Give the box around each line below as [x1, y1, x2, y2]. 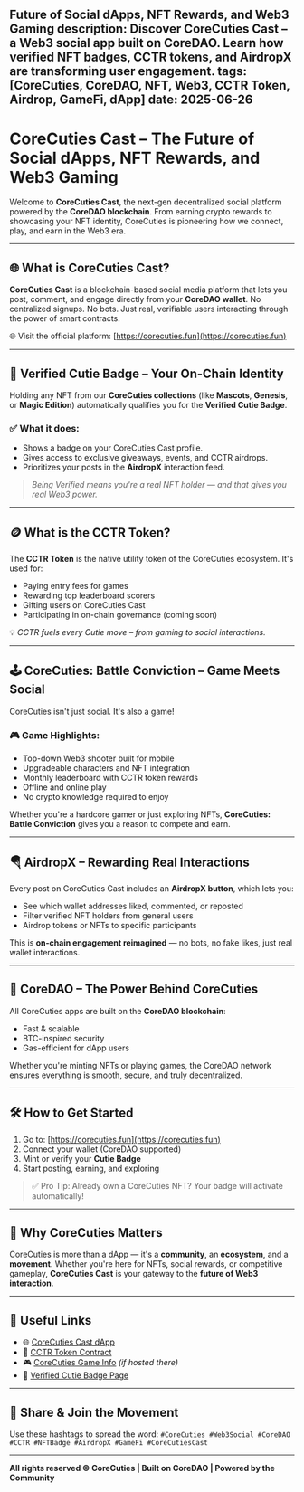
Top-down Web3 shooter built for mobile [22, 753, 175, 764]
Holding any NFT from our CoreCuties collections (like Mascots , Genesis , [9, 389, 288, 401]
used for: [9, 563, 43, 574]
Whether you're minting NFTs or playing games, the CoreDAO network [9, 1060, 271, 1070]
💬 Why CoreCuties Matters [9, 1225, 163, 1240]
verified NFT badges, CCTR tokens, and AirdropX [9, 50, 292, 65]
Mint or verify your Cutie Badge [22, 1153, 142, 1164]
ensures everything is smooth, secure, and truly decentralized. [9, 1069, 242, 1080]
